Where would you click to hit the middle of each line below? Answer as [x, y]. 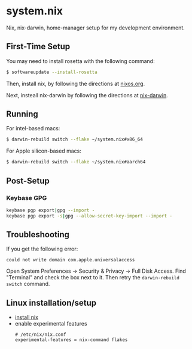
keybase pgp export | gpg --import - [51, 210]
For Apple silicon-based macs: [44, 151]
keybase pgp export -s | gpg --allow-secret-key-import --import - [89, 216]
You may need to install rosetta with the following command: [80, 61]
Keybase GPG [27, 198]
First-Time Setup [38, 47]
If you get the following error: [42, 249]
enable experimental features [51, 324]
